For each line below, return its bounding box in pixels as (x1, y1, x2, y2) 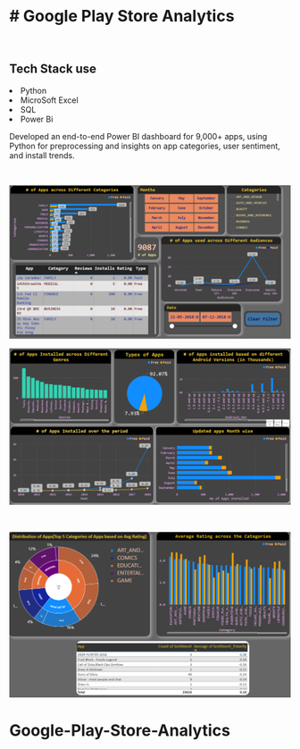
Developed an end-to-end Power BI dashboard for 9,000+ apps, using (9, 130, 268, 141)
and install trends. (9, 149, 75, 161)
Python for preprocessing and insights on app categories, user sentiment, (9, 140, 281, 151)
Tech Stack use (9, 62, 96, 77)
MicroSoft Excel (21, 95, 79, 105)
